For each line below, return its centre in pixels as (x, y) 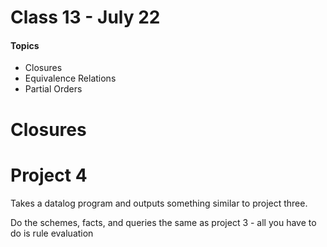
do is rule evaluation (52, 233)
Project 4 (49, 175)
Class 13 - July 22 (85, 17)
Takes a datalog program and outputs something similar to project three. (159, 203)
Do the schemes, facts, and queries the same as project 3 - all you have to (163, 222)
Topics (25, 45)
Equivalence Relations (70, 78)
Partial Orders (53, 89)
